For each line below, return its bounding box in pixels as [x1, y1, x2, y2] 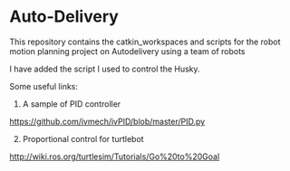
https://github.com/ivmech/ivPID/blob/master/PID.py [9, 116, 206, 127]
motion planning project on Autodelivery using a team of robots [9, 45, 246, 56]
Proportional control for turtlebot [22, 133, 144, 144]
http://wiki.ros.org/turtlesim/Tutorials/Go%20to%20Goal [9, 151, 220, 162]
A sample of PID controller [22, 98, 121, 109]
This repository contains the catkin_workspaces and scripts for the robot [9, 36, 281, 47]
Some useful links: [9, 81, 79, 91]
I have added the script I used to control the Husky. [9, 63, 201, 74]
